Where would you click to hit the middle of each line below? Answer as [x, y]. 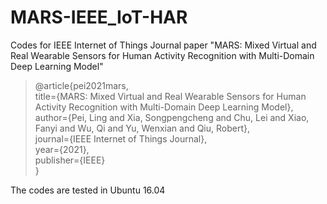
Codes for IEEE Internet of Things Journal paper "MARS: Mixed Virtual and [163, 45]
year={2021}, [62, 149]
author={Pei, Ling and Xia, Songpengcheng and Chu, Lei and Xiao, [172, 117]
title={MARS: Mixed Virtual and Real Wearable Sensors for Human [170, 96]
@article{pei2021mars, [81, 85]
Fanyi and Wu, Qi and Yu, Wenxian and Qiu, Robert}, [142, 128]
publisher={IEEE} [70, 160]
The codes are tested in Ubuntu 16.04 [88, 190]
